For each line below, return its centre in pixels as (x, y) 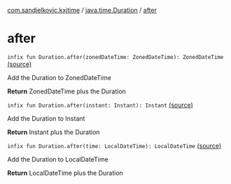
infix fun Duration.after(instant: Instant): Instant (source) (100, 105)
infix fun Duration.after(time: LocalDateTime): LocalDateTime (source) (114, 145)
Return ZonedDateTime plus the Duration (66, 91)
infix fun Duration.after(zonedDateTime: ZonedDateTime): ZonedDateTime (115, 57)
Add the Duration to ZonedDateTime (59, 77)
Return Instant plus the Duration (54, 132)
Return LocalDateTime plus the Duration (65, 173)
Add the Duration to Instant (46, 118)
